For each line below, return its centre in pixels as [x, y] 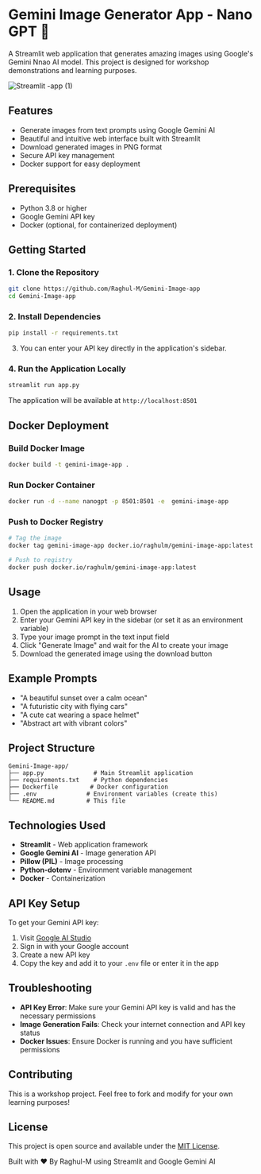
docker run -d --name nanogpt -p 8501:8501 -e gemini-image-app [118, 502]
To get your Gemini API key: [54, 922]
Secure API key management [67, 155]
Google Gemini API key [57, 216]
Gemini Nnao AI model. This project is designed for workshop [109, 62]
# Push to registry [40, 560]
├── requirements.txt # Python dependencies [88, 781]
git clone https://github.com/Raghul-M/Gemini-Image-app [104, 289]
